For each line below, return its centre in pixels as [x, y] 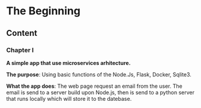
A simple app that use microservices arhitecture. [68, 63]
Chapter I [20, 50]
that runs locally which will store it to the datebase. [69, 98]
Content [22, 33]
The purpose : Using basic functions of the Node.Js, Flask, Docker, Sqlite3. [99, 74]
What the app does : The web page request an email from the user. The [94, 86]
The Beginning [43, 11]
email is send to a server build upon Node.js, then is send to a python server [100, 92]
